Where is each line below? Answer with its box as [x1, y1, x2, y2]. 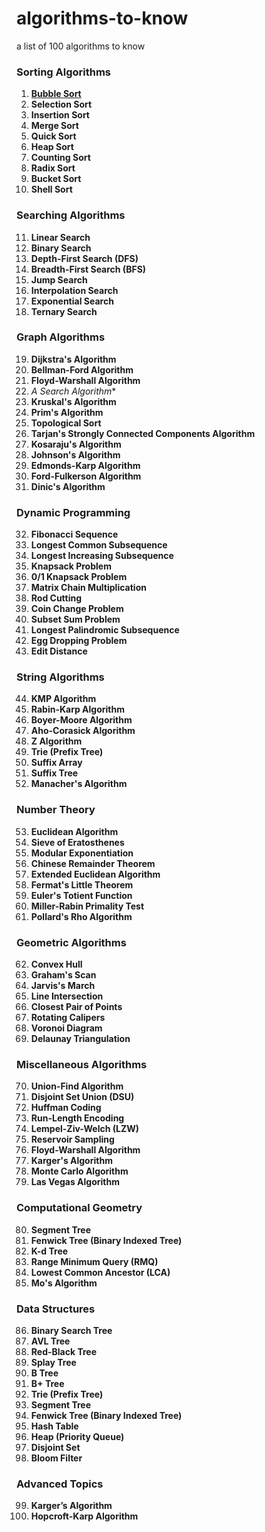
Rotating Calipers [30, 1012, 106, 1024]
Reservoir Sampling [30, 1133, 115, 1146]
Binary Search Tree [30, 1324, 113, 1336]
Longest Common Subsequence [30, 539, 168, 551]
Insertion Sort [30, 109, 90, 121]
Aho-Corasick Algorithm [30, 725, 136, 737]
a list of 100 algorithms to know [16, 40, 146, 52]
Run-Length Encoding [30, 1112, 125, 1124]
